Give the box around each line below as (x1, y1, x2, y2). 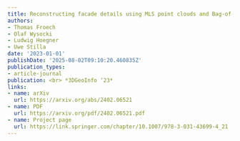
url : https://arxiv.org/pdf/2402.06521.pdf (14, 110, 145, 117)
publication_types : (7, 63, 66, 70)
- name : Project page (7, 116, 72, 123)
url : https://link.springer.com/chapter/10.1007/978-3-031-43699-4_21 (14, 122, 229, 130)
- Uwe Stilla (7, 43, 46, 51)
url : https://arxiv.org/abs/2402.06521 (14, 97, 133, 104)
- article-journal (7, 70, 62, 77)
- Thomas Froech (7, 23, 56, 31)
